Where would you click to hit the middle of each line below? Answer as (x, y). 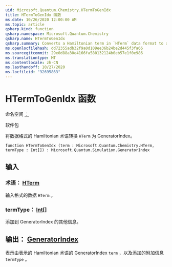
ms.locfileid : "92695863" (33, 72)
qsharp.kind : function (29, 29)
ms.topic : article (25, 24)
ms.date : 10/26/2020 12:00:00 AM (41, 19)
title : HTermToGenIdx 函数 (33, 15)
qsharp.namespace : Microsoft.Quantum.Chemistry (57, 34)
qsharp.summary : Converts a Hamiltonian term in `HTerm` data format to (84, 44)
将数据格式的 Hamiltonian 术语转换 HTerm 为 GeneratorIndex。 (70, 136)
